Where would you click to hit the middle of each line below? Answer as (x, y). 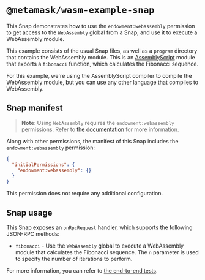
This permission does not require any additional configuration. (85, 194)
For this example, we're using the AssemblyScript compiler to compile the (99, 75)
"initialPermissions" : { (43, 165)
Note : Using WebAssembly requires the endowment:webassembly (98, 123)
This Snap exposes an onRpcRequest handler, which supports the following (99, 227)
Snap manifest (35, 108)
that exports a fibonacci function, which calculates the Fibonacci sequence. (102, 64)
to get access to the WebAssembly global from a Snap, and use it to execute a (102, 32)
